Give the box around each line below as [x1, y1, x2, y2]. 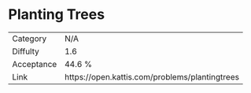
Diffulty [12, 46, 39, 57]
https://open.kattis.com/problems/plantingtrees [64, 71, 240, 82]
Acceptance [12, 58, 57, 69]
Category [12, 33, 47, 44]
